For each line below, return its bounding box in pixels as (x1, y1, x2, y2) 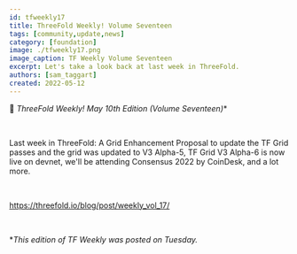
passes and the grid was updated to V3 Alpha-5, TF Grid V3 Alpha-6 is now (9, 147, 285, 158)
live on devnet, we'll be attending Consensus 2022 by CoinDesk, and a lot (9, 156, 279, 166)
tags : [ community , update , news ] (9, 29, 125, 38)
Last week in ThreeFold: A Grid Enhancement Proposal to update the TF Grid (9, 137, 289, 148)
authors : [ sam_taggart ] (9, 71, 98, 80)
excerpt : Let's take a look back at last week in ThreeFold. (9, 63, 240, 72)
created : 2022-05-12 (9, 79, 86, 88)
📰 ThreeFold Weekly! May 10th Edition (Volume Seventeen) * (9, 103, 228, 113)
